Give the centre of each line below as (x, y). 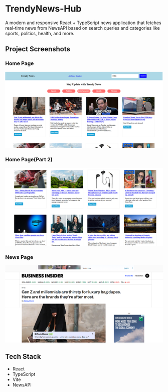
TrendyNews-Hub (43, 9)
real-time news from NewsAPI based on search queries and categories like (82, 28)
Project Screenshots (38, 49)
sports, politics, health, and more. (40, 33)
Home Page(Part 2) (29, 160)
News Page (19, 257)
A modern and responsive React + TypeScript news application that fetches (83, 23)
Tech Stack (23, 357)
